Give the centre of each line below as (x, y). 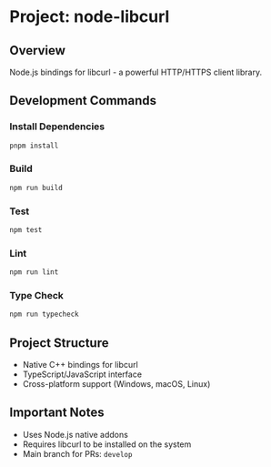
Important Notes (57, 413)
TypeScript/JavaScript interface (82, 374)
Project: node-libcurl (90, 17)
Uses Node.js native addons (75, 434)
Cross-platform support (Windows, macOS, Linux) (116, 384)
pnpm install (34, 146)
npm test (26, 230)
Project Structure (59, 343)
